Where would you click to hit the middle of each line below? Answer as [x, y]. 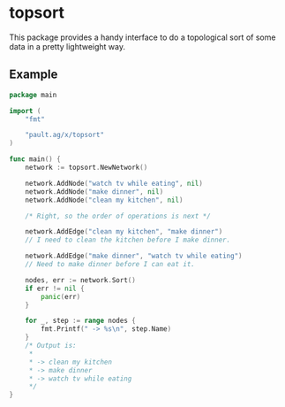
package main [33, 95]
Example [34, 75]
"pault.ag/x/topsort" [64, 135]
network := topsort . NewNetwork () [86, 167]
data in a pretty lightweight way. [67, 46]
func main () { [35, 159]
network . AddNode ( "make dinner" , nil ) [94, 192]
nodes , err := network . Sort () [81, 280]
